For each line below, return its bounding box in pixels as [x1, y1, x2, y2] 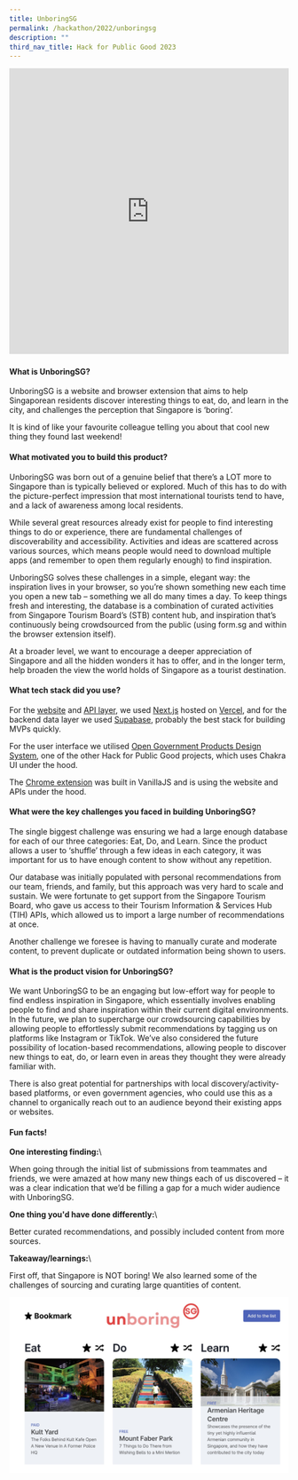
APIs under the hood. [9, 786, 87, 796]
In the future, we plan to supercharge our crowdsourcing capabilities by [9, 1014, 271, 1025]
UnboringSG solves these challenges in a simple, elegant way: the [9, 572, 251, 582]
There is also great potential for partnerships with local [9, 1079, 210, 1089]
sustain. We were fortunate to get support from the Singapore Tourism [9, 890, 266, 901]
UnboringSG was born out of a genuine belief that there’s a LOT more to [9, 471, 272, 482]
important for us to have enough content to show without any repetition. [9, 855, 272, 866]
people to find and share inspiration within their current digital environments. [9, 1004, 289, 1016]
